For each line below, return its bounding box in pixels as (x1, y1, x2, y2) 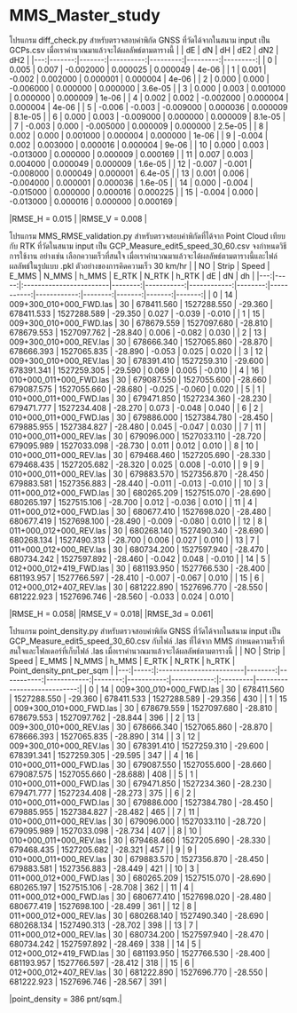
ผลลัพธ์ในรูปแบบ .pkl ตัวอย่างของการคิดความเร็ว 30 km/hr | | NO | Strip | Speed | (9, 260, 270, 271)
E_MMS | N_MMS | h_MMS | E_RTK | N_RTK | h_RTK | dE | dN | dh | (9, 270, 255, 281)
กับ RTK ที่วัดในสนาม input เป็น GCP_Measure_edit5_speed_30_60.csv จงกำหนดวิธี (9, 241, 287, 251)
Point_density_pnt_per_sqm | (9, 665, 113, 676)
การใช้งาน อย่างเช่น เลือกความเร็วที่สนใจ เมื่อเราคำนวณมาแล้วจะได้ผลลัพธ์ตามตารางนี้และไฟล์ (9, 250, 277, 261)
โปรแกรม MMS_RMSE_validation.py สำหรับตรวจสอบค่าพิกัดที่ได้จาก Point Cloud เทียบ (9, 230, 286, 241)
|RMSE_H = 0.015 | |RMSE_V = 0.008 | (9, 213, 148, 224)
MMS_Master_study (9, 5, 161, 26)
